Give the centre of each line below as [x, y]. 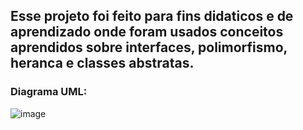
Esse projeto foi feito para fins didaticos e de [152, 16]
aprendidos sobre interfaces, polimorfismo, [149, 47]
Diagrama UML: [49, 92]
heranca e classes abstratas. [102, 63]
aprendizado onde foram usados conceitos [147, 32]
